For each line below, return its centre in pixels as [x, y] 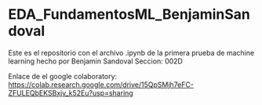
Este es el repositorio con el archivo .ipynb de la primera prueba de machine [131, 52]
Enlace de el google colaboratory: [63, 76]
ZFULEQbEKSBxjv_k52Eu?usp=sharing [71, 92]
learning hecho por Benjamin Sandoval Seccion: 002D [95, 61]
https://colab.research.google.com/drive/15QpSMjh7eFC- [101, 85]
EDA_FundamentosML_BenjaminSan [129, 14]
